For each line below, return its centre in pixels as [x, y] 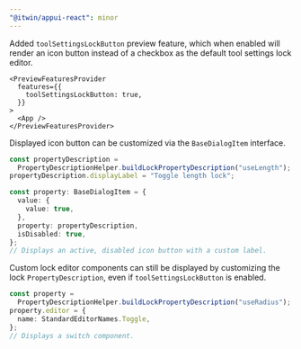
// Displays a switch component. [72, 336]
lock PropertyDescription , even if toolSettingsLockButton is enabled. [138, 277]
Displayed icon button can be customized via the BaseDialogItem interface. [147, 143]
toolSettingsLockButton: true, [84, 94]
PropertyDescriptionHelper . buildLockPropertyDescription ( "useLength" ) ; [155, 167]
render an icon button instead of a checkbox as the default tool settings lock [150, 53]
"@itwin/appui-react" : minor [64, 18]
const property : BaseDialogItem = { [78, 192]
